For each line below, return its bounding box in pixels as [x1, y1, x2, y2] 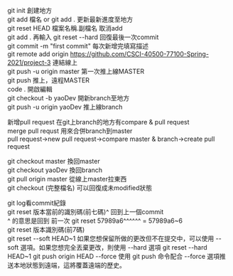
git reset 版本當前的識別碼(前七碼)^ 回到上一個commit [7, 208, 164, 216]
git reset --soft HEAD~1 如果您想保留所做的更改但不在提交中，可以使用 [7, 234, 215, 243]
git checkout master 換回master [7, 157, 101, 165]
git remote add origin [7, 50, 69, 58]
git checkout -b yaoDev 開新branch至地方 [7, 94, 130, 102]
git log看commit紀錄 [7, 198, 66, 207]
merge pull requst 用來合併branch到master [7, 127, 133, 135]
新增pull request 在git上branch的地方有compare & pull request [7, 118, 190, 126]
